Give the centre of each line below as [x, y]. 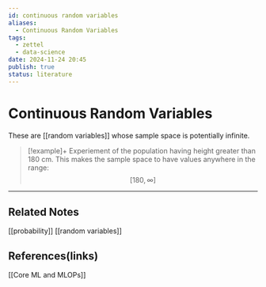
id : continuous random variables [63, 15]
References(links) [53, 256]
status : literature [40, 74]
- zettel [30, 45]
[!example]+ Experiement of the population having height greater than [141, 150]
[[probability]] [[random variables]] [65, 231]
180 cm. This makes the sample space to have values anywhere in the [141, 159]
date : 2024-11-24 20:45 [47, 60]
